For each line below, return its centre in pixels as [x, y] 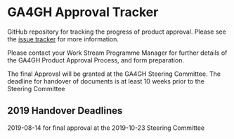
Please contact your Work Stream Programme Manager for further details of [117, 53]
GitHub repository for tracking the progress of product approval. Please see [117, 32]
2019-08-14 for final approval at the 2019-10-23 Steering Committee [106, 128]
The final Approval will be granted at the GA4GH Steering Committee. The [114, 74]
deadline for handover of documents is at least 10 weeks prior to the [106, 81]
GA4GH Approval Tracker [83, 12]
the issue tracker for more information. [63, 39]
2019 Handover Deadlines [65, 111]
